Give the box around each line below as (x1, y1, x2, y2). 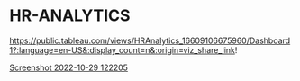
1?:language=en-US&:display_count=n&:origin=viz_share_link (9, 44, 236, 55)
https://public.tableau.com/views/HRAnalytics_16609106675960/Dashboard (9, 35, 291, 46)
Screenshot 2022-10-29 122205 (9, 62, 129, 73)
